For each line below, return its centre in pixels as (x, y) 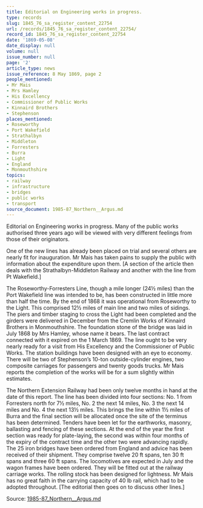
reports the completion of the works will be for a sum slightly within (90, 372)
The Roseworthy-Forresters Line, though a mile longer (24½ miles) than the (100, 289)
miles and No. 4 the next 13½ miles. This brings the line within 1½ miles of (98, 410)
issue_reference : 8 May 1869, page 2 (54, 74)
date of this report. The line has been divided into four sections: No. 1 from (99, 397)
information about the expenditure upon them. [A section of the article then (100, 264)
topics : (16, 175)
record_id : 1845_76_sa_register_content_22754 (66, 35)
